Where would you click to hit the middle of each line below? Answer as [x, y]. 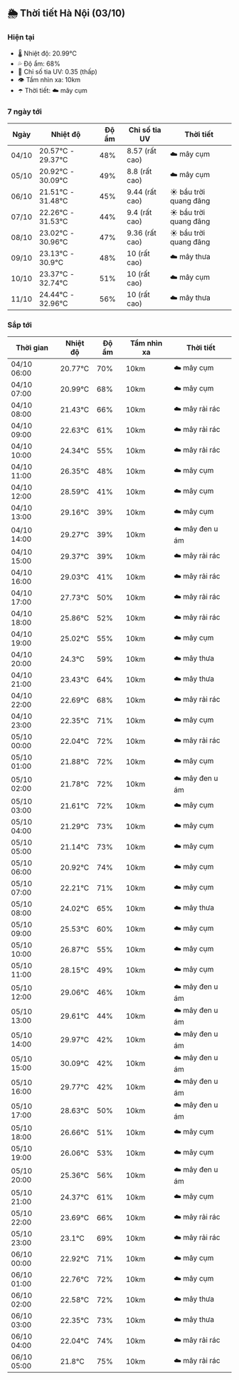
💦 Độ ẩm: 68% [39, 64]
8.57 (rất [142, 151]
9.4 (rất [139, 212]
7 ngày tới [25, 111]
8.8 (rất [139, 171]
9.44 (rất [142, 191]
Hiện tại [21, 37]
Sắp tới [20, 325]
